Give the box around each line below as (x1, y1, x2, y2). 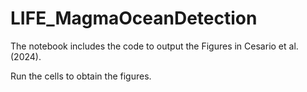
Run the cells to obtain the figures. (10, 70, 152, 82)
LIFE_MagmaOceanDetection (10, 7, 258, 30)
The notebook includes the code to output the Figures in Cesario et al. (10, 40, 299, 52)
